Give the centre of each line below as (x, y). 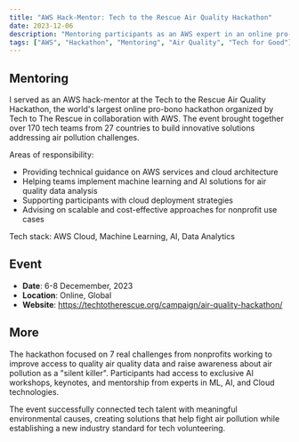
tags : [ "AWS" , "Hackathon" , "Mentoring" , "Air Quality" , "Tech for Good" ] (151, 42)
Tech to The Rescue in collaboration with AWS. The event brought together (147, 119)
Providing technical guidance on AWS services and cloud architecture (150, 172)
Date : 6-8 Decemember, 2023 (77, 285)
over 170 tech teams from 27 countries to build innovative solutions (132, 128)
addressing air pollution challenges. (74, 138)
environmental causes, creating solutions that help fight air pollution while (145, 418)
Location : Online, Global (67, 295)
